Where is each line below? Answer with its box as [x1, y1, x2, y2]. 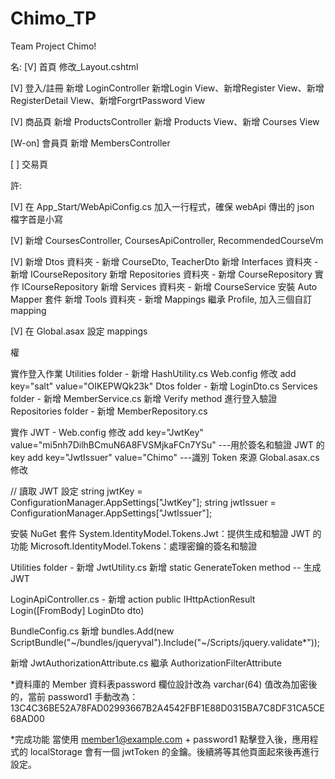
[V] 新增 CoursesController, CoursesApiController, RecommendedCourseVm [10, 234, 324, 246]
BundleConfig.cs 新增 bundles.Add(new [10, 625, 175, 637]
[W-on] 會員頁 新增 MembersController [10, 137, 171, 149]
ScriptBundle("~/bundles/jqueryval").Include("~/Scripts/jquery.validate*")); [10, 636, 321, 648]
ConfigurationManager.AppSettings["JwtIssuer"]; [10, 507, 213, 519]
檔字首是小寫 [10, 213, 63, 225]
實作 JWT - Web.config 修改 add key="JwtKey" [10, 426, 204, 438]
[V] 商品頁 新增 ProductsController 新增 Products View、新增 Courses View [10, 115, 320, 127]
